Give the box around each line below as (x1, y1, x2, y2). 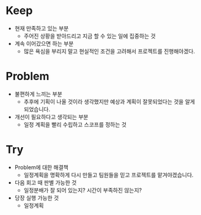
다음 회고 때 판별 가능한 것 (14, 178, 77, 186)
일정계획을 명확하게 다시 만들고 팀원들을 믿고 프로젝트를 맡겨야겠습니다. (23, 171, 194, 178)
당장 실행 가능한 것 (14, 194, 59, 202)
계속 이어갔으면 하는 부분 (14, 40, 74, 47)
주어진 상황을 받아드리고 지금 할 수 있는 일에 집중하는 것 (23, 32, 156, 40)
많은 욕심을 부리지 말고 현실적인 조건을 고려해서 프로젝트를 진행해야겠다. (23, 47, 196, 55)
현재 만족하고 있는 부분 (14, 24, 69, 32)
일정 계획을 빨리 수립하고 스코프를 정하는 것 (23, 120, 126, 128)
